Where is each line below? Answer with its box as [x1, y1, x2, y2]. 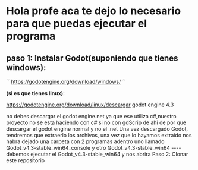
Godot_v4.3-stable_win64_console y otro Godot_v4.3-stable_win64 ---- [6, 144, 181, 151]
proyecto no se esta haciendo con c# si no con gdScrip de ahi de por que [6, 119, 186, 126]
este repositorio [6, 157, 45, 164]
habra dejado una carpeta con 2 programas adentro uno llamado [6, 138, 165, 145]
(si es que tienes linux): [6, 90, 65, 96]
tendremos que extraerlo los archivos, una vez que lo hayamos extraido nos [6, 132, 192, 138]
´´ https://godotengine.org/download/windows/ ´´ [6, 78, 126, 85]
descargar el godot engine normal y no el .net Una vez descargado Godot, [6, 125, 188, 132]
